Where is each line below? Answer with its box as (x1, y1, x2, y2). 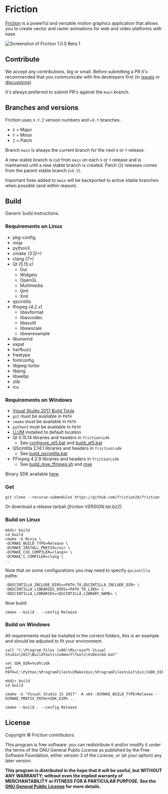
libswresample (19, 330, 50, 336)
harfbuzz (12, 346, 31, 352)
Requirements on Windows (5, 396, 72, 403)
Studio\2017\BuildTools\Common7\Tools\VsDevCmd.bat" (5, 652, 117, 657)
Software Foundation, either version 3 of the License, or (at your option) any (5, 752, 162, 758)
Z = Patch (12, 137, 32, 143)
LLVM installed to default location (12, 429, 81, 435)
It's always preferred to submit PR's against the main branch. (5, 89, 130, 95)
